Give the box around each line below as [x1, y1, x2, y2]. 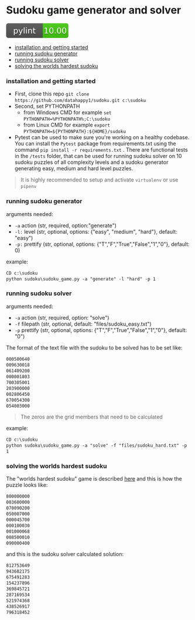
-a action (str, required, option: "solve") [14, 314, 110, 321]
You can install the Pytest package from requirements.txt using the [14, 140, 176, 147]
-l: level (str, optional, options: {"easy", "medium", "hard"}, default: [14, 228, 177, 235]
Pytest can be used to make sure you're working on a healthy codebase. [14, 134, 190, 141]
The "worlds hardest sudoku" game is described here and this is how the [6, 475, 183, 482]
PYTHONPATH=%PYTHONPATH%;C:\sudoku [23, 117, 110, 122]
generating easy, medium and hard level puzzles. [14, 165, 134, 172]
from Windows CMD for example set [23, 109, 112, 116]
